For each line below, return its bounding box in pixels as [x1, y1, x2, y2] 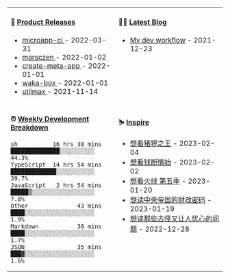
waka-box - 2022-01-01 [22, 78, 108, 88]
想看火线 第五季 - [129, 176, 187, 186]
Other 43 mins [10, 202, 102, 210]
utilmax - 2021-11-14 [22, 86, 99, 96]
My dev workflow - [129, 35, 192, 45]
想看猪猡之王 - [129, 138, 178, 148]
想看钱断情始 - [129, 158, 178, 167]
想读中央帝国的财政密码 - [129, 195, 212, 205]
